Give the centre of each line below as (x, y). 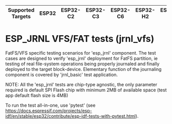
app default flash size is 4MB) (37, 95)
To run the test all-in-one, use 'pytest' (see (50, 105)
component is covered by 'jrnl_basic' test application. (62, 75)
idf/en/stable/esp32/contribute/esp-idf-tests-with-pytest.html (70, 116)
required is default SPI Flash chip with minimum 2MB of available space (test (86, 90)
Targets (21, 16)
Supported (21, 10)
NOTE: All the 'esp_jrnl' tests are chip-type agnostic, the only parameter (81, 84)
